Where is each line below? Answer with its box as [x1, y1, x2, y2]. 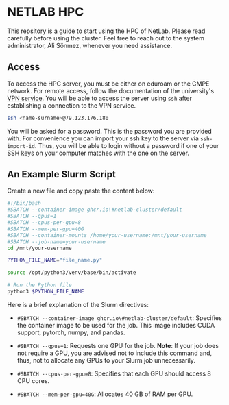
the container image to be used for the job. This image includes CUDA [16, 321, 215, 329]
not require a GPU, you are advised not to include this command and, [16, 349, 213, 357]
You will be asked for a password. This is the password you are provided [7, 127, 212, 135]
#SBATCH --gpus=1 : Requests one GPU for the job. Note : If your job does [16, 341, 219, 349]
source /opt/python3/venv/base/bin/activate [7, 269, 136, 276]
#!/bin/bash [7, 200, 41, 207]
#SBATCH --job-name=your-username [7, 238, 106, 245]
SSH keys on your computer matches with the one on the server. [7, 149, 190, 157]
